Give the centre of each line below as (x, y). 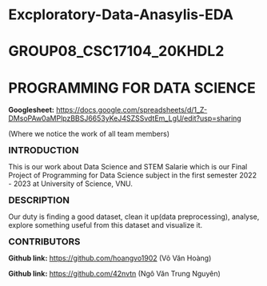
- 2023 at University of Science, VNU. (71, 184)
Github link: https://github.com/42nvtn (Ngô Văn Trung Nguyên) (115, 274)
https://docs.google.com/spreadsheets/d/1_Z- (132, 110)
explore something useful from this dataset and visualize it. (106, 225)
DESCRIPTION (39, 200)
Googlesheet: (31, 110)
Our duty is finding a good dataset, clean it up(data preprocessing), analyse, (134, 216)
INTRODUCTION (44, 151)
